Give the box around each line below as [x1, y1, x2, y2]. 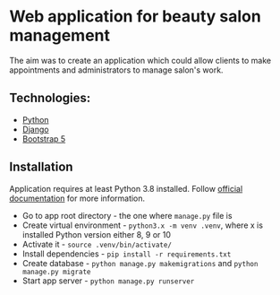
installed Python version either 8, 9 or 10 [21, 229, 172, 239]
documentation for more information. [9, 193, 146, 204]
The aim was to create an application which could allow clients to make [9, 55, 271, 65]
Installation [9, 160, 73, 175]
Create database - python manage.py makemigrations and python [21, 257, 259, 268]
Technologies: [9, 91, 91, 106]
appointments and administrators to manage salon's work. [9, 65, 224, 75]
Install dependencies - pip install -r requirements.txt [21, 248, 232, 259]
